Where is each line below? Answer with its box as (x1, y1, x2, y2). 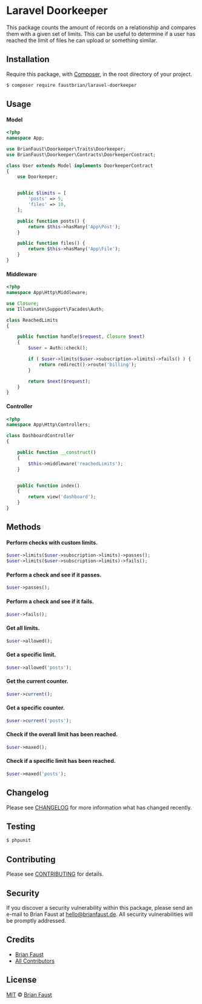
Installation (6, 54, 50, 64)
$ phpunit (6, 838, 32, 844)
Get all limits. (6, 624, 41, 632)
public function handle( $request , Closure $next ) (17, 333, 146, 340)
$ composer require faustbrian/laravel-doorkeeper (6, 82, 137, 88)
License (6, 975, 37, 985)
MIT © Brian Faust (6, 991, 53, 998)
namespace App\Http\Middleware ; (6, 290, 88, 296)
